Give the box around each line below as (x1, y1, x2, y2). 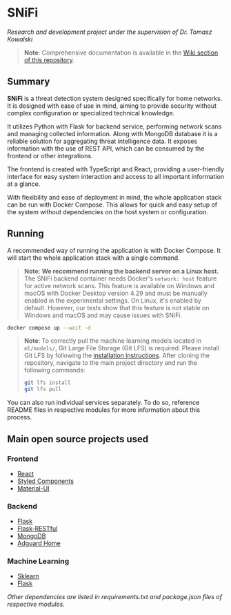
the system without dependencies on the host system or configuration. (7, 207, 209, 216)
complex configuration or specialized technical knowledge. (7, 108, 175, 117)
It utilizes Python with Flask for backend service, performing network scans (7, 122, 222, 131)
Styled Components (17, 477, 74, 485)
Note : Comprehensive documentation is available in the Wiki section (23, 48, 219, 57)
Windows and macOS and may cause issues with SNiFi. (23, 311, 183, 319)
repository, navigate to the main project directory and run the (23, 359, 198, 367)
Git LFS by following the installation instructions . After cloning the (23, 351, 210, 360)
